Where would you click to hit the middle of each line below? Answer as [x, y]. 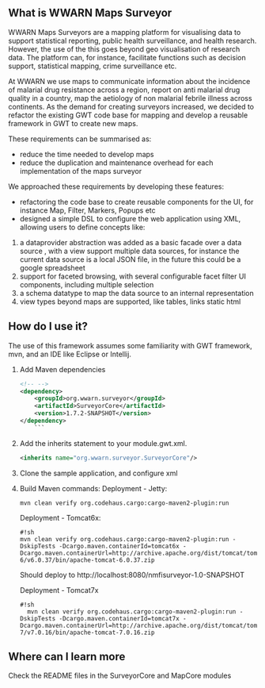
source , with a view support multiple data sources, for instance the [129, 251]
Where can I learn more [67, 657]
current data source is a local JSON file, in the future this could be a [130, 259]
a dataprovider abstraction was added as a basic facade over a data [131, 242]
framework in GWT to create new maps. [73, 123]
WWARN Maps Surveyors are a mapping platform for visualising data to [125, 32]
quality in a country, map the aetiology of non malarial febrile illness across [130, 98]
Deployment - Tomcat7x [59, 590]
